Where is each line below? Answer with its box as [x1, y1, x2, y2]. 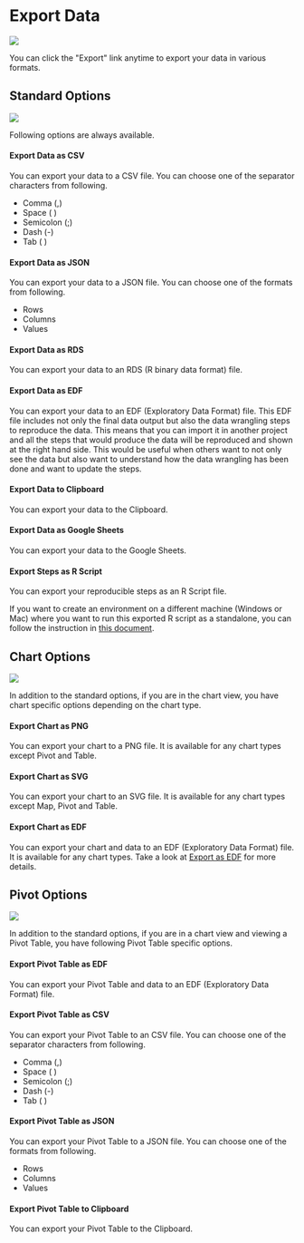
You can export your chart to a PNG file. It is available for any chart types [9, 741, 282, 752]
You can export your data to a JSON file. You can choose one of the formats [9, 277, 293, 288]
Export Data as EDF [9, 384, 83, 395]
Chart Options [9, 649, 90, 665]
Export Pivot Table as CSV [9, 1009, 110, 1020]
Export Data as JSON [9, 257, 90, 267]
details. [9, 860, 37, 871]
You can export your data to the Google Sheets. [9, 545, 187, 556]
